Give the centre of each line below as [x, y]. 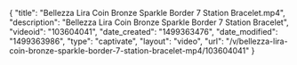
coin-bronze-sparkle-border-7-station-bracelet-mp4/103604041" [129, 51]
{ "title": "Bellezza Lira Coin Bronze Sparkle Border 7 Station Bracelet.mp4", [148, 13]
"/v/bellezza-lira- [257, 41]
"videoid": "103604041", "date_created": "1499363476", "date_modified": [144, 32]
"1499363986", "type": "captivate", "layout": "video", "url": [116, 41]
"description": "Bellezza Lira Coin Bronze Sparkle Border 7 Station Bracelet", [149, 22]
